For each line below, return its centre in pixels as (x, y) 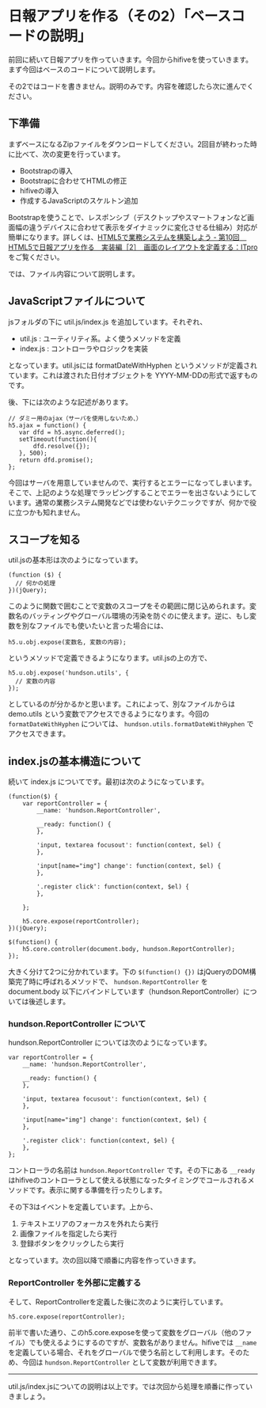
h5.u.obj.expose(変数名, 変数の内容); (67, 642)
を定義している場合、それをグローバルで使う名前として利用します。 (119, 1352)
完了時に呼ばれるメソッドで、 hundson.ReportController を (111, 982)
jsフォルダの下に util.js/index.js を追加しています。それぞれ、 (108, 322)
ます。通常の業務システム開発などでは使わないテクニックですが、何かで (132, 502)
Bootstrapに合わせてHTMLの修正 (73, 181)
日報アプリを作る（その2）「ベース (120, 16)
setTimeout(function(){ (58, 439)
